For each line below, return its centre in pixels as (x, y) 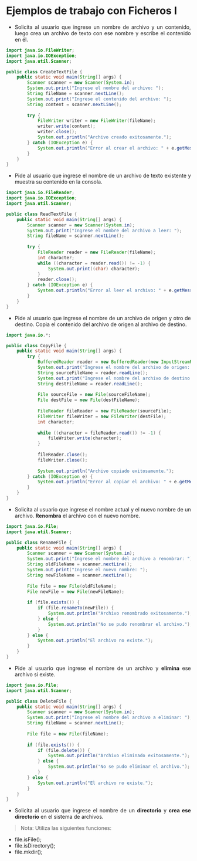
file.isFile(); (28, 839)
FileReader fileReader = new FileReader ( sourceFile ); (104, 411)
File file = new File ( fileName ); (68, 734)
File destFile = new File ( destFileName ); (89, 400)
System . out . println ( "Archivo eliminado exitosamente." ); (119, 756)
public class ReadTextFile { (42, 214)
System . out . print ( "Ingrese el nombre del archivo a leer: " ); (105, 230)
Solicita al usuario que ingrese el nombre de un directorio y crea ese (103, 811)
